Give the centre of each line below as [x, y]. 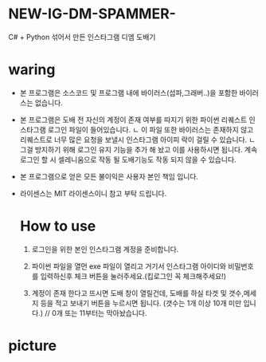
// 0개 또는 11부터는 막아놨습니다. [96, 313]
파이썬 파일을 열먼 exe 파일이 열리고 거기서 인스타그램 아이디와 [129, 266]
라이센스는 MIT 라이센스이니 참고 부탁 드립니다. [93, 193]
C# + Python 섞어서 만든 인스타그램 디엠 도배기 [82, 37]
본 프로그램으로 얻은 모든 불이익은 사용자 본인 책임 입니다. [109, 176]
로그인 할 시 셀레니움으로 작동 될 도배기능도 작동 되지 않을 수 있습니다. [128, 159]
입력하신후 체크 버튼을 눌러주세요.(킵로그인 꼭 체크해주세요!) [133, 276]
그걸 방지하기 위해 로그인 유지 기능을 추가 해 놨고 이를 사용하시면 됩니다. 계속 [139, 149]
